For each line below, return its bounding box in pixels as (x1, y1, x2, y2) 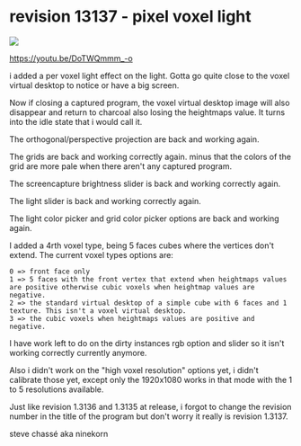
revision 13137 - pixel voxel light (9, 6, 252, 27)
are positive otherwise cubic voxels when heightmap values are (9, 282, 255, 291)
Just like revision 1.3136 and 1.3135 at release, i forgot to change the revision (9, 401, 292, 412)
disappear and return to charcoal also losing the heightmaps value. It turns (9, 106, 286, 118)
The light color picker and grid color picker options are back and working (9, 213, 280, 224)
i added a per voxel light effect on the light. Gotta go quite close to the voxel (9, 70, 290, 81)
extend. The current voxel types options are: (9, 249, 173, 260)
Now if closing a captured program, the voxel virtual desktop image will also (9, 97, 290, 108)
